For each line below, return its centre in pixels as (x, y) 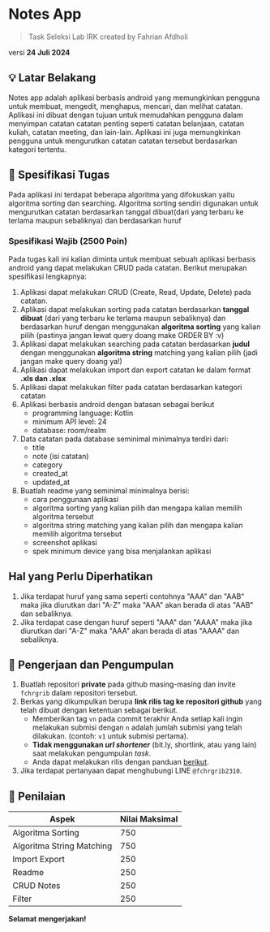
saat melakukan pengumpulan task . (92, 753)
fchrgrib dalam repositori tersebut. (79, 693)
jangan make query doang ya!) (71, 361)
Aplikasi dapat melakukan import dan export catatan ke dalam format (135, 370)
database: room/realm (69, 430)
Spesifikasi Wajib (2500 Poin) (68, 241)
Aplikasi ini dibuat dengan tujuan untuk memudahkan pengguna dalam (126, 115)
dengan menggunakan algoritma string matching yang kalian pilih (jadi (139, 352)
